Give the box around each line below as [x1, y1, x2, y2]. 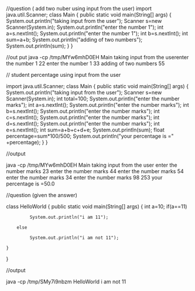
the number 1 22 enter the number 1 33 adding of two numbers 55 [6, 60, 165, 67]
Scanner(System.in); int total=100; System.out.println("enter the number [6, 95, 180, 102]
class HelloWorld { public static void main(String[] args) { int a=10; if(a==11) [6, 203, 187, 210]
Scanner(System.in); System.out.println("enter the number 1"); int [6, 23, 164, 31]
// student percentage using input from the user [6, 72, 121, 78]
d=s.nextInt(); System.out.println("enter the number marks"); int [6, 120, 160, 127]
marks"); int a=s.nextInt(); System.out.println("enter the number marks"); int [6, 101, 189, 108]
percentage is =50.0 [6, 180, 55, 187]
